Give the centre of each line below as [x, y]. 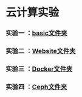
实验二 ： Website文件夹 [41, 51]
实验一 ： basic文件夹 [36, 33]
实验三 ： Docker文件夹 [39, 69]
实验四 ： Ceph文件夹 [36, 87]
